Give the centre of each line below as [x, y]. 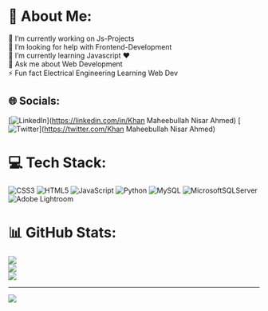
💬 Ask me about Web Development [65, 64]
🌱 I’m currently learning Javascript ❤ [69, 55]
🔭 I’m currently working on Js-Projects [71, 38]
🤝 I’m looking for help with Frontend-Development [90, 46]
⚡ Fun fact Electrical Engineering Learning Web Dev [93, 73]
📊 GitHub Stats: [63, 232]
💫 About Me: [50, 16]
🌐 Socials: [34, 101]
